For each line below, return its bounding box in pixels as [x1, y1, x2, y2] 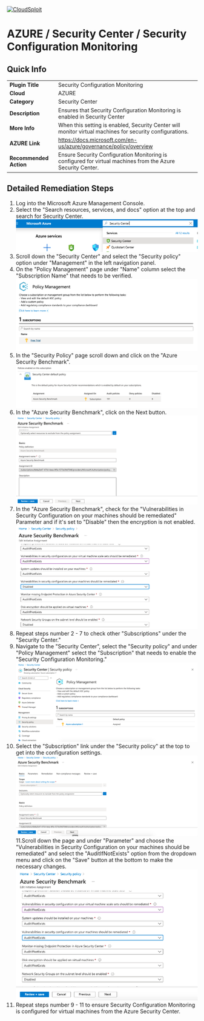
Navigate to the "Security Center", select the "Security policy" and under [15, 643, 197, 650]
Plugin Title [9, 81, 39, 88]
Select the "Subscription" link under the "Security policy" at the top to [15, 742, 190, 750]
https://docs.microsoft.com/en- [58, 137, 137, 143]
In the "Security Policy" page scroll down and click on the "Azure [15, 351, 178, 359]
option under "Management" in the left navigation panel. [15, 259, 156, 266]
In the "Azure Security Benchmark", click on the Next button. [15, 409, 167, 416]
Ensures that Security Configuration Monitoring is [58, 106, 181, 114]
